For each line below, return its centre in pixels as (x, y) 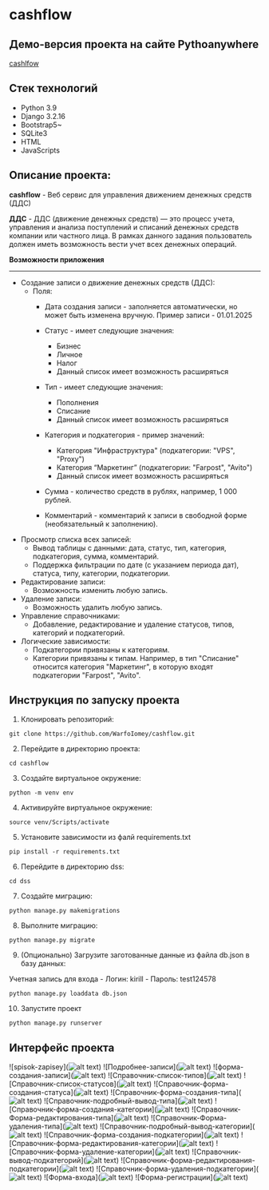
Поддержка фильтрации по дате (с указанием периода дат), (136, 564)
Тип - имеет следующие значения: (104, 387)
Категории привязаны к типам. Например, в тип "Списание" (136, 658)
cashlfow (24, 63)
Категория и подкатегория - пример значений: (125, 435)
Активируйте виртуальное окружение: (86, 808)
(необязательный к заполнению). (101, 523)
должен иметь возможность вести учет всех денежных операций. (123, 244)
